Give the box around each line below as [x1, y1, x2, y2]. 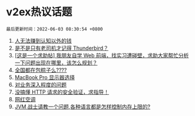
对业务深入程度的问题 [14, 81, 67, 88]
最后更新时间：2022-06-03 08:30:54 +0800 [6, 26, 103, 32]
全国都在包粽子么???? [14, 66, 67, 73]
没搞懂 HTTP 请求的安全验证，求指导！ [14, 88, 110, 95]
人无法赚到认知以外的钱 [14, 37, 72, 44]
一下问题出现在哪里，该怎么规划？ [14, 59, 98, 66]
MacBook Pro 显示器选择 [14, 74, 75, 81]
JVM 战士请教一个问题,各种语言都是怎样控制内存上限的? [14, 103, 151, 110]
